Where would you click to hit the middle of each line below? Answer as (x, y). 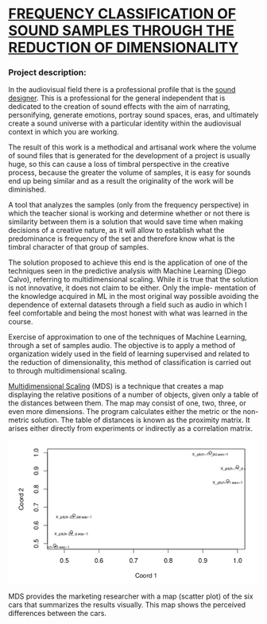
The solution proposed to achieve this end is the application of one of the (128, 262)
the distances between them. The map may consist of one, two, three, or (127, 403)
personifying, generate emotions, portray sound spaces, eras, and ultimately (133, 115)
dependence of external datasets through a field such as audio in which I (128, 305)
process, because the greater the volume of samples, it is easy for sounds (130, 172)
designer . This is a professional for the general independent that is (117, 98)
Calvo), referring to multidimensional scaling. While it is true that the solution (133, 280)
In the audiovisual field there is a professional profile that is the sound (122, 90)
